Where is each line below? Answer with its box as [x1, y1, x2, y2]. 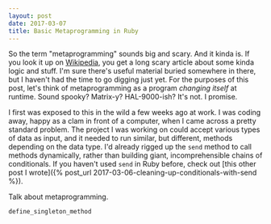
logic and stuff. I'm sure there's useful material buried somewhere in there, [8, 66, 256, 76]
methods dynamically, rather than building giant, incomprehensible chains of [8, 150, 263, 160]
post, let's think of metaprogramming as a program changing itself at [8, 83, 237, 93]
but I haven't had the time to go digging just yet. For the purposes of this [8, 74, 249, 85]
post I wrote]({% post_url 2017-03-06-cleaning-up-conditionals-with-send [8, 167, 257, 178]
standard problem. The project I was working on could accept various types [8, 125, 261, 134]
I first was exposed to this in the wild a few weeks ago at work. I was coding [8, 108, 261, 117]
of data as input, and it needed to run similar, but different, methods [8, 133, 233, 143]
